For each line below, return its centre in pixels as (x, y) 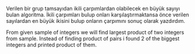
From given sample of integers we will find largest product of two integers (95, 32)
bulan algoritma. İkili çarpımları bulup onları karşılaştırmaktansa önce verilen (97, 15)
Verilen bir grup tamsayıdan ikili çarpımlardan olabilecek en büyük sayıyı (93, 9)
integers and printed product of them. (52, 45)
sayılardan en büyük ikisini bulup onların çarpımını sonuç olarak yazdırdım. (96, 21)
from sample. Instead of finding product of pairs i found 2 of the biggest (93, 38)
